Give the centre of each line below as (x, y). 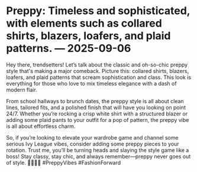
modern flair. (22, 90)
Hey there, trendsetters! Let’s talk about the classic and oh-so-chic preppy (97, 64)
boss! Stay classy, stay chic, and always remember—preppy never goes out (98, 156)
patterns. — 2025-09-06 (69, 49)
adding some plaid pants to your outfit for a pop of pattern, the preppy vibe (98, 120)
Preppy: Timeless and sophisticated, (98, 11)
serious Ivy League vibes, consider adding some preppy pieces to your (93, 144)
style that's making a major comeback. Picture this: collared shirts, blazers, (98, 71)
